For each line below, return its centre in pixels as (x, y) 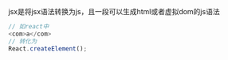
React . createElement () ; (48, 49)
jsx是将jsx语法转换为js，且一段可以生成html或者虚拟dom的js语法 (114, 11)
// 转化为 (23, 41)
